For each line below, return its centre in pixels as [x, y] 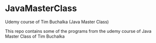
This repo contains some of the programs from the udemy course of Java [78, 31]
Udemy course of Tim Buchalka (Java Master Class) [57, 22]
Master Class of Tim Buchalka [35, 36]
